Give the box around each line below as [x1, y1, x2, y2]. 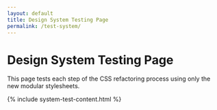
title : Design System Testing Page [7, 16, 109, 23]
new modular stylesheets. [7, 82, 80, 90]
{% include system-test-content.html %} [7, 95, 122, 103]
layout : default [7, 10, 53, 17]
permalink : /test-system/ [7, 23, 81, 29]
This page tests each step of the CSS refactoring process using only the [7, 74, 211, 83]
